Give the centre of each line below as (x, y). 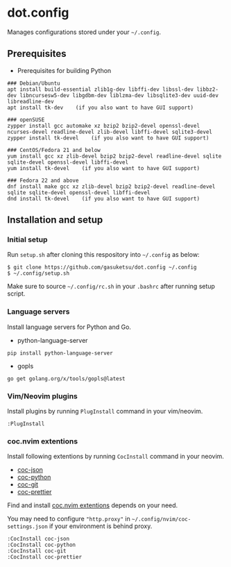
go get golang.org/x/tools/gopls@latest (67, 379)
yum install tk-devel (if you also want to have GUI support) (103, 168)
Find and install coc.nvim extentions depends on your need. (93, 505)
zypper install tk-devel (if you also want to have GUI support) (108, 138)
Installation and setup (55, 220)
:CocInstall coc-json (38, 539)
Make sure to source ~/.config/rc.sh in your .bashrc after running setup (111, 287)
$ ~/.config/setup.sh (38, 273)
